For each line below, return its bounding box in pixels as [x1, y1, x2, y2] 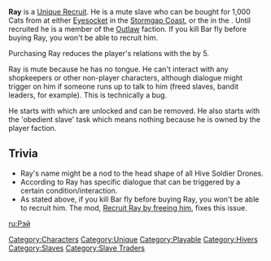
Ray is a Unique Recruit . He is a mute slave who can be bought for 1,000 [8, 7, 251, 16]
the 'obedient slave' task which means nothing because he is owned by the [8, 115, 260, 124]
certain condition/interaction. [20, 185, 118, 195]
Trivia [8, 146, 38, 161]
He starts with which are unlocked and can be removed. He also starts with [8, 106, 260, 115]
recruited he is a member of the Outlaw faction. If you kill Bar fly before [8, 24, 247, 33]
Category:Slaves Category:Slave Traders [8, 243, 145, 253]
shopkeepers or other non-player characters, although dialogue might [8, 73, 243, 82]
